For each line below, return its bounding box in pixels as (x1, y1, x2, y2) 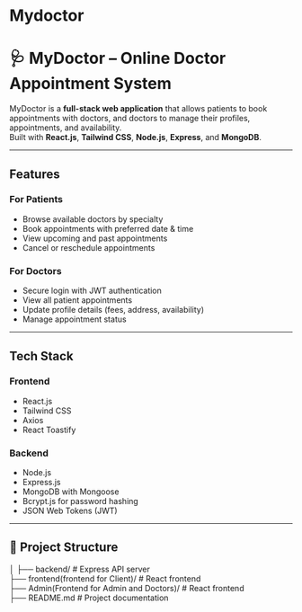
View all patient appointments (22, 295, 133, 306)
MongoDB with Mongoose (22, 486, 120, 497)
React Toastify (22, 424, 76, 435)
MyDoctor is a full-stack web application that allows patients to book (9, 103, 268, 114)
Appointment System (9, 74, 173, 94)
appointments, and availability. (9, 122, 122, 133)
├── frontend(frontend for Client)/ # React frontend (9, 572, 201, 584)
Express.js (22, 477, 61, 488)
